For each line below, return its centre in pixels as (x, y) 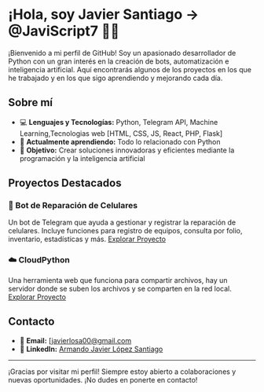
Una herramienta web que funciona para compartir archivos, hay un (118, 280)
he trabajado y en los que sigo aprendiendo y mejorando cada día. (115, 78)
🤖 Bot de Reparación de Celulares (73, 206)
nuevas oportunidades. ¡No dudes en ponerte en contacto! (103, 379)
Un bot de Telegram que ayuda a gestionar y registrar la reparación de (122, 222)
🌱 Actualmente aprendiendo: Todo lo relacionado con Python (120, 141)
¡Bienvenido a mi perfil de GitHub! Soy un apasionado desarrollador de (122, 53)
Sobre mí (31, 103)
